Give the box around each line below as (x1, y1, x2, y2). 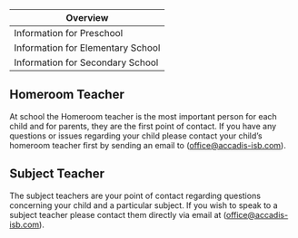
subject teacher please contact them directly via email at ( (9, 209, 227, 220)
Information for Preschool (14, 27, 124, 39)
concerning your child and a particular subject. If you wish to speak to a (9, 199, 279, 211)
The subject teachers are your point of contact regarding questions (9, 190, 262, 201)
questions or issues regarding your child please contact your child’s (9, 130, 263, 141)
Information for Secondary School (14, 56, 159, 69)
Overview (65, 12, 109, 24)
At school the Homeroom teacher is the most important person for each (9, 110, 277, 121)
